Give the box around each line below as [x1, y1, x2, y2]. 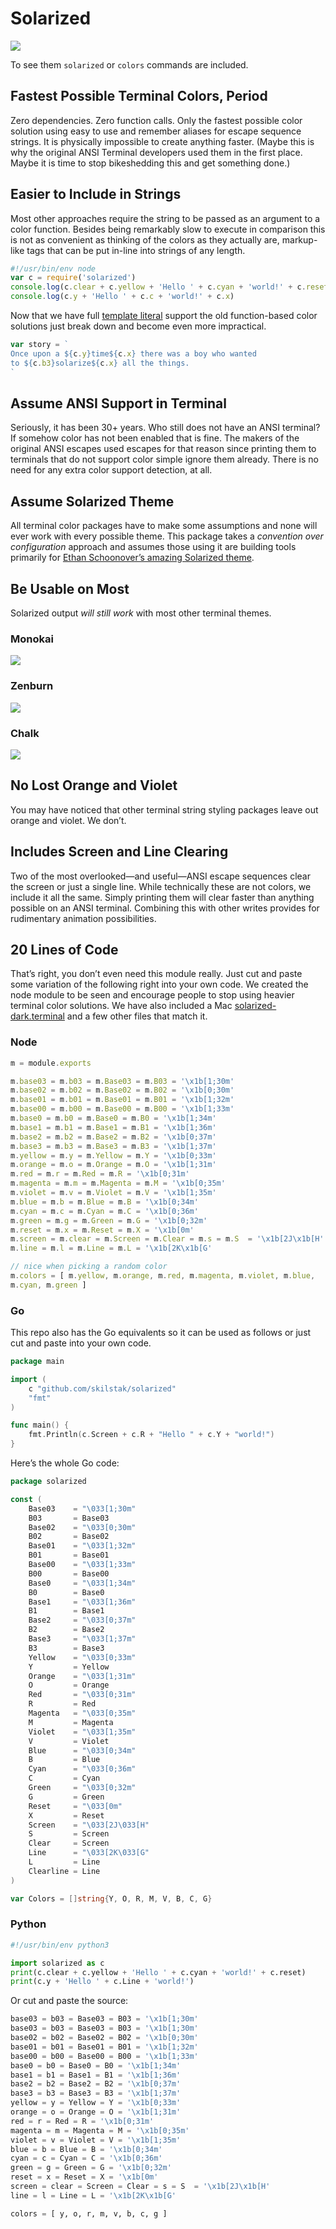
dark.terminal [10, 1010, 65, 1022]
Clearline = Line [28, 1866, 101, 1876]
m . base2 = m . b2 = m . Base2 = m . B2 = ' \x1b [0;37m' [10, 1132, 217, 1142]
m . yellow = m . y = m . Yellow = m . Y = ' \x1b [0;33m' [10, 1150, 217, 1161]
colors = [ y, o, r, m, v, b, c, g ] [10, 2208, 168, 2219]
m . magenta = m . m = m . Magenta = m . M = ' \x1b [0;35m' [10, 1178, 226, 1189]
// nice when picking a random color [10, 1262, 168, 1272]
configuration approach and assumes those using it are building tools [10, 541, 297, 553]
